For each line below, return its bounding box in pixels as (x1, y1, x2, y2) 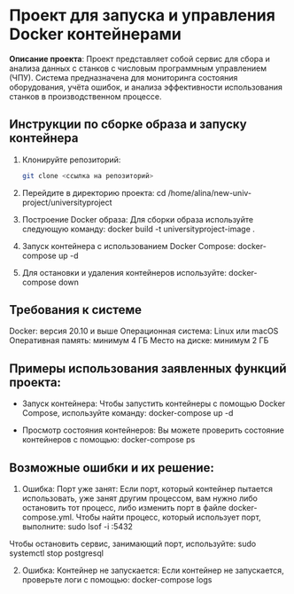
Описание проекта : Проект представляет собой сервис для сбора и (9, 53, 270, 64)
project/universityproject (21, 197, 112, 207)
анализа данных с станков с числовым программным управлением (9, 63, 267, 74)
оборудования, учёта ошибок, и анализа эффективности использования (9, 82, 283, 92)
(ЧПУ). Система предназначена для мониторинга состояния (9, 72, 238, 82)
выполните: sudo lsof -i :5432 (21, 521, 133, 532)
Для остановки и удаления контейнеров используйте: (21, 267, 228, 277)
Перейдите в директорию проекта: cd (21, 187, 166, 198)
